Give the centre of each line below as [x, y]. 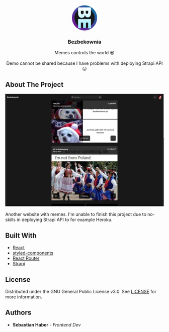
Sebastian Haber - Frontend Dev [47, 324]
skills [11, 220]
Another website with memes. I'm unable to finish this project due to [76, 214]
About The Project [34, 85]
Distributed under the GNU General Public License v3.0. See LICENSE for [81, 292]
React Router [26, 258]
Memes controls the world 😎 [84, 53]
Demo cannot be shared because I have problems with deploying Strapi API [84, 63]
